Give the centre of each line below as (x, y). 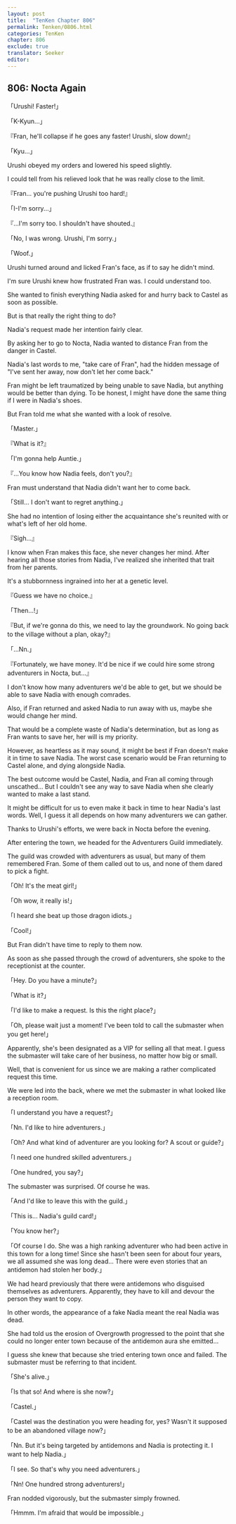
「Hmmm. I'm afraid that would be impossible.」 (77, 1513)
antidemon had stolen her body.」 (56, 1270)
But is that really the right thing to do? (61, 316)
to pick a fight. (28, 871)
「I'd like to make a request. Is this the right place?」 (83, 1010)
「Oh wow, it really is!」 (41, 900)
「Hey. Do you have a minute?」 (54, 980)
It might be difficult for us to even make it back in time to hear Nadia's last (114, 807)
